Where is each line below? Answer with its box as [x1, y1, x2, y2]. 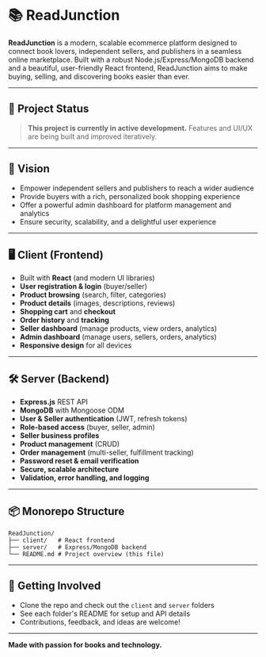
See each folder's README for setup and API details [19, 609, 191, 618]
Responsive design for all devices [19, 340, 132, 350]
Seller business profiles [19, 431, 100, 440]
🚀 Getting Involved [8, 579, 101, 593]
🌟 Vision [8, 162, 50, 175]
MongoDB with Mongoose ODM [19, 405, 125, 415]
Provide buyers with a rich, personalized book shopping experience [19, 191, 241, 201]
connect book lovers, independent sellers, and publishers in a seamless [8, 46, 242, 56]
